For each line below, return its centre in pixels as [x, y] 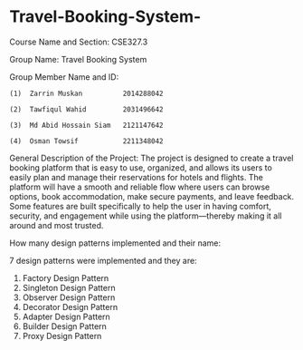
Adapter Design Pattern [66, 316]
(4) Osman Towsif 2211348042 [87, 141]
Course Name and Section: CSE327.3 [79, 42]
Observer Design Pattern [69, 297]
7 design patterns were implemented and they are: [103, 260]
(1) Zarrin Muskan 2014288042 [87, 93]
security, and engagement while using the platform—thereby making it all [146, 216]
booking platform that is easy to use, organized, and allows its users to [141, 167]
